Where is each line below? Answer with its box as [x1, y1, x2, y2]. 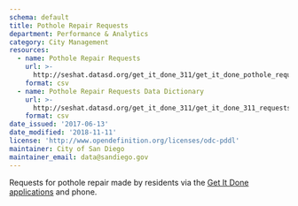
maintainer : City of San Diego [9, 144, 125, 153]
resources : [9, 46, 50, 55]
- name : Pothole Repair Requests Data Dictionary [17, 87, 204, 95]
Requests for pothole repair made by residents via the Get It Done [9, 177, 249, 187]
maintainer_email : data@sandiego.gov [9, 152, 149, 162]
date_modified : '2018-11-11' [9, 128, 117, 137]
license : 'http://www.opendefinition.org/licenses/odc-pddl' [9, 136, 240, 145]
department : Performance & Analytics [9, 29, 149, 38]
